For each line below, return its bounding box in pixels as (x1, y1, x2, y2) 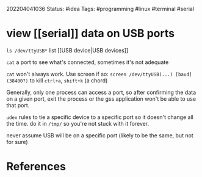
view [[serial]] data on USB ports (6, 27, 175, 40)
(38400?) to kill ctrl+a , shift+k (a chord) (6, 76, 108, 84)
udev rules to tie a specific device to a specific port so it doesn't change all (6, 113, 193, 121)
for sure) (6, 138, 29, 145)
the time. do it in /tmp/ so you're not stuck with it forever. (6, 120, 150, 127)
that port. (6, 101, 30, 109)
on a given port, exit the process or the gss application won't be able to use (6, 95, 197, 103)
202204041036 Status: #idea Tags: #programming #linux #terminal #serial (6, 5, 194, 12)
